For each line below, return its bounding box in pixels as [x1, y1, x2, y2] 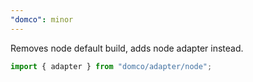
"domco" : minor [10, 14, 74, 25]
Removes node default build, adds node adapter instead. [10, 42, 244, 54]
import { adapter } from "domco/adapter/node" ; [10, 61, 213, 71]
